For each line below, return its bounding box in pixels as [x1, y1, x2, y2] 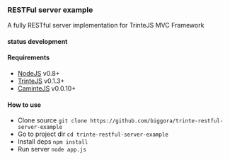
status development [7, 37, 68, 45]
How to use [7, 101, 41, 109]
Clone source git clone [17, 116, 87, 125]
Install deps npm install [17, 137, 88, 146]
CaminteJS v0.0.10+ [17, 84, 76, 93]
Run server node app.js [17, 145, 87, 154]
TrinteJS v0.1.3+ [17, 76, 65, 86]
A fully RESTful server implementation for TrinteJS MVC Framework [7, 21, 205, 30]
